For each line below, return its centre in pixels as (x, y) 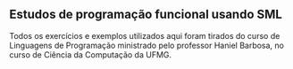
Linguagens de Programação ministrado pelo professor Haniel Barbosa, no (146, 45)
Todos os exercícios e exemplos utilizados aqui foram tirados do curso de (145, 35)
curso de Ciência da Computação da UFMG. (91, 54)
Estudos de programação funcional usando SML (146, 15)
